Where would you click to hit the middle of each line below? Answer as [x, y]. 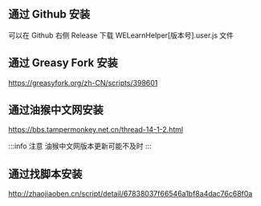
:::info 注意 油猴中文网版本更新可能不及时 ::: [80, 146]
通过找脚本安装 [45, 174]
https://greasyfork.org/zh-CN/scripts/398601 [83, 83]
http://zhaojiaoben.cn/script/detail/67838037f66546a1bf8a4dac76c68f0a [130, 194]
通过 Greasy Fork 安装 [63, 63]
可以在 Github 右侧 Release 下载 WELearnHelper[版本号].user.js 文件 [121, 35]
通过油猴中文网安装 [56, 110]
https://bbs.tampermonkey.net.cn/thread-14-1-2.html [96, 130]
